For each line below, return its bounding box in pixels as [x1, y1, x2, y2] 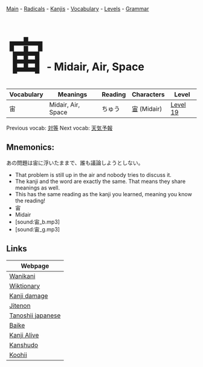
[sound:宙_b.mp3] [14, 218, 60, 225]
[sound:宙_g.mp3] [14, 225, 60, 233]
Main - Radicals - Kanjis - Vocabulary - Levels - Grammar [6, 5, 149, 12]
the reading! [14, 197, 45, 204]
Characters [132, 90, 165, 99]
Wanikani [9, 272, 36, 280]
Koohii [9, 351, 27, 359]
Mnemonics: [6, 142, 55, 153]
